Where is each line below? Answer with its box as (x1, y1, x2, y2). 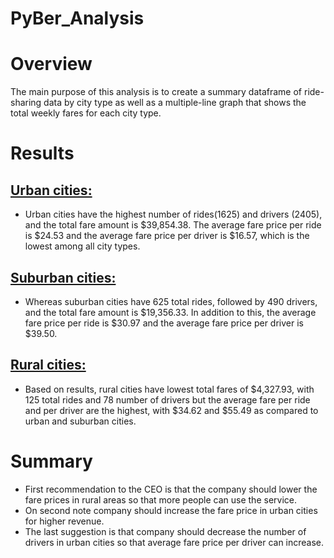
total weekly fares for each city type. (10, 107, 162, 119)
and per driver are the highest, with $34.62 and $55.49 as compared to (24, 404, 319, 416)
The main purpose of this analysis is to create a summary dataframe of (10, 86, 303, 98)
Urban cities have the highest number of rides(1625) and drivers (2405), (24, 208, 323, 221)
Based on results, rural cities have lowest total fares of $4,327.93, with (24, 383, 315, 395)
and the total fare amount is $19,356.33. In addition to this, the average (24, 306, 317, 318)
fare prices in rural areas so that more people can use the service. (24, 493, 297, 506)
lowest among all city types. (24, 240, 141, 252)
